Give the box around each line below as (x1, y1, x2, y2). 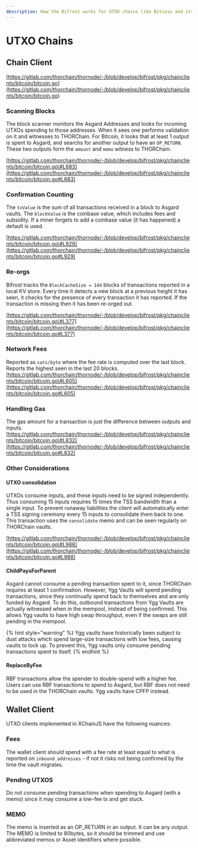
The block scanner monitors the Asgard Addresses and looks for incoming (6, 120, 187, 127)
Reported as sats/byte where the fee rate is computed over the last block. (6, 358, 186, 365)
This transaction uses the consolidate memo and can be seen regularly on (6, 517, 187, 524)
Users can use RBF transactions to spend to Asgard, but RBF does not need (6, 681, 190, 688)
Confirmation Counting (6, 190, 74, 199)
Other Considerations (6, 464, 70, 473)
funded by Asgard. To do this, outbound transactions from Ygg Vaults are (6, 599, 184, 606)
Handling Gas (6, 404, 46, 412)
